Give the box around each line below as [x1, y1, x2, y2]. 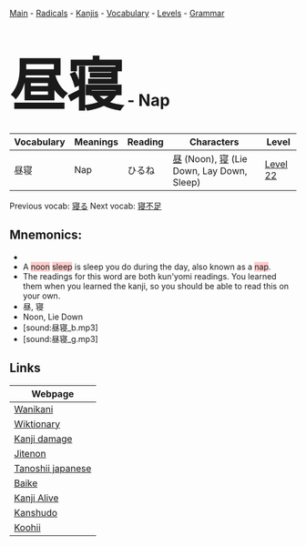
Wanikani [14, 402, 54, 415]
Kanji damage [14, 432, 73, 445]
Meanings [74, 136, 118, 148]
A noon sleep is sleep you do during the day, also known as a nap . [22, 261, 271, 272]
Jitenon [14, 447, 46, 460]
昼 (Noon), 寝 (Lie [172, 152, 248, 165]
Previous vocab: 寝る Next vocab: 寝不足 [9, 200, 162, 211]
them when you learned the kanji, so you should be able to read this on [22, 280, 290, 291]
